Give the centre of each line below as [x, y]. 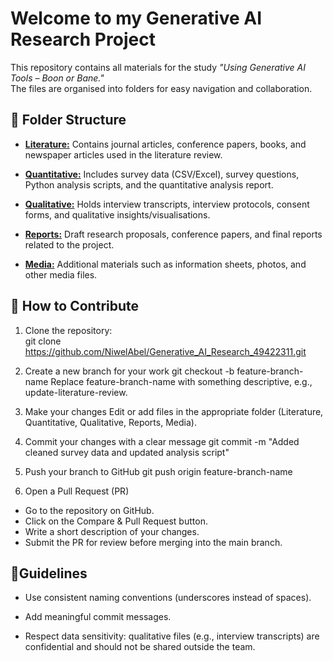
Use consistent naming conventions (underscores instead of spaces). [168, 598]
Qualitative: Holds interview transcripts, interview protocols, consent [167, 204]
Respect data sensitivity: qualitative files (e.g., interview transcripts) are [172, 636]
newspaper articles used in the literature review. [123, 154]
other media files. [61, 274]
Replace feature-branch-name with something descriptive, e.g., [181, 381]
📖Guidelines [49, 573]
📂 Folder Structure [68, 120]
